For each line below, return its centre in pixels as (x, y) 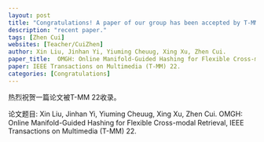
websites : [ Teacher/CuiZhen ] (56, 45)
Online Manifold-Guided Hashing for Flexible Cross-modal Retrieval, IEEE (126, 122)
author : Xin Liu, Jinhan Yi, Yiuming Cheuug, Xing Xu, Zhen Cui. (117, 52)
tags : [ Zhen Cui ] (37, 37)
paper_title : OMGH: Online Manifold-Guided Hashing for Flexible (119, 60)
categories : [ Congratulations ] (59, 74)
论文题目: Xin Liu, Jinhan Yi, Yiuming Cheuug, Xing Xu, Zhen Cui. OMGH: (126, 114)
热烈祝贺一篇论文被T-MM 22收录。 (64, 97)
